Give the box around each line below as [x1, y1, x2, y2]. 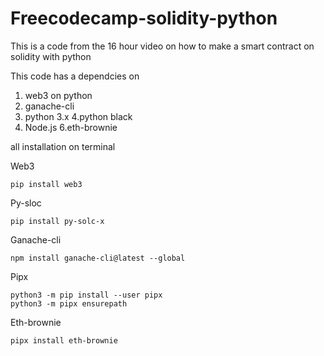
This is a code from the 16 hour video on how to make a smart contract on [10, 40, 315, 52]
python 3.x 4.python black [24, 110, 133, 122]
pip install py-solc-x [10, 216, 105, 226]
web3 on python [24, 89, 93, 101]
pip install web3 [10, 179, 83, 189]
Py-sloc [10, 197, 42, 209]
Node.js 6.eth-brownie [24, 121, 118, 133]
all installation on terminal [10, 140, 116, 152]
